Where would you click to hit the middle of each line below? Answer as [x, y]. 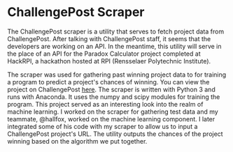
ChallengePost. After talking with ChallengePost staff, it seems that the [109, 38]
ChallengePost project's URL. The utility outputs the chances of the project [115, 134]
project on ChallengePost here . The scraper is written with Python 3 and [111, 89]
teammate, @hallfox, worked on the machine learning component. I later [111, 119]
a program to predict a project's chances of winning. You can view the [108, 82]
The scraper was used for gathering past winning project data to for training [117, 75]
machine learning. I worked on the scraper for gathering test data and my [113, 112]
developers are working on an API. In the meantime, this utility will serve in [114, 46]
